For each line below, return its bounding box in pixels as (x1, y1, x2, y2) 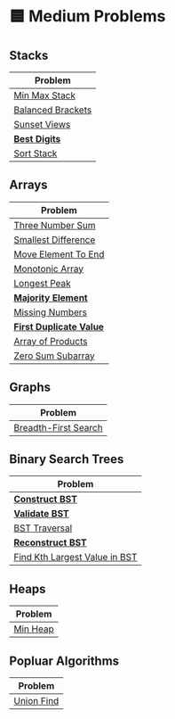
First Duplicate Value (13, 320, 105, 333)
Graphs (9, 380, 52, 395)
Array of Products (13, 335, 88, 347)
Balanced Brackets (13, 103, 92, 116)
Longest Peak (13, 277, 71, 289)
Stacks (9, 47, 49, 62)
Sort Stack (13, 147, 58, 160)
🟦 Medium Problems (9, 6, 166, 27)
